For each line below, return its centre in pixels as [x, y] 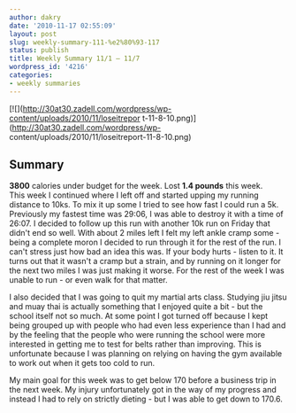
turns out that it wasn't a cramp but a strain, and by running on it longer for [145, 261]
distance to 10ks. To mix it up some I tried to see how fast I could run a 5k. [144, 205]
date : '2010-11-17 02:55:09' [63, 26]
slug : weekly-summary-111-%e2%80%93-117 [85, 42]
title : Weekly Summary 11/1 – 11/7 [75, 58]
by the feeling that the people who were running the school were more [137, 335]
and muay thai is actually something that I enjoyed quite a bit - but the [136, 307]
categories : [31, 75]
